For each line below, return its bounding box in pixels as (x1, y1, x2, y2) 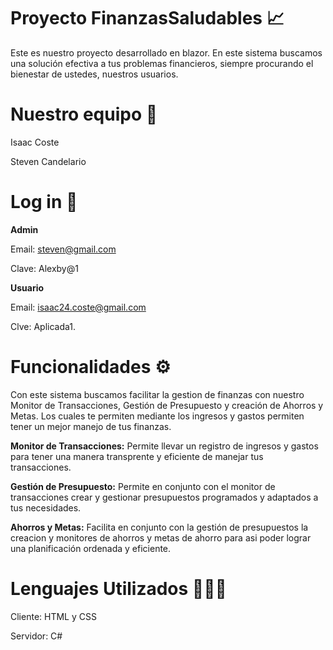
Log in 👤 (10, 191, 78, 214)
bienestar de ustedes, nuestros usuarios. (10, 68, 179, 80)
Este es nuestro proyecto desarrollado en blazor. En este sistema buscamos (10, 46, 323, 59)
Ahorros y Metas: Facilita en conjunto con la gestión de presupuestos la (10, 521, 309, 533)
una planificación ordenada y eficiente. (10, 542, 172, 554)
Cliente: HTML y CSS (10, 610, 97, 622)
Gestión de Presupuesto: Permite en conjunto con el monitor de (10, 480, 276, 492)
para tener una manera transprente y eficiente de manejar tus (10, 450, 264, 462)
